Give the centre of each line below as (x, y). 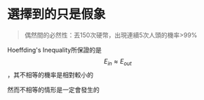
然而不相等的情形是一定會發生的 (53, 90)
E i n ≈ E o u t (118, 62)
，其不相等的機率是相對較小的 (50, 75)
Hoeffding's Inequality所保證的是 (55, 50)
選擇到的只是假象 (57, 14)
